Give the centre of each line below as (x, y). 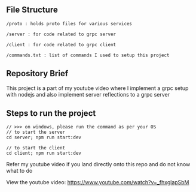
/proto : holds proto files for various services (69, 23)
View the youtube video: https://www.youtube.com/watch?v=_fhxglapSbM (98, 182)
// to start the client (36, 148)
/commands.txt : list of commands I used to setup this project (88, 55)
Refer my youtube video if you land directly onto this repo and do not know (98, 164)
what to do (19, 171)
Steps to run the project (51, 113)
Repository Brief (37, 73)
